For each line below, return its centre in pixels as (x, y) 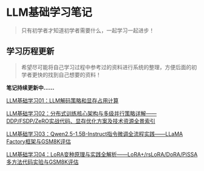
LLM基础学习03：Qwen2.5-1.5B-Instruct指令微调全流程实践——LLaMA (95, 133)
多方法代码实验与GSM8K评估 (42, 162)
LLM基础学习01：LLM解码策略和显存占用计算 (63, 100)
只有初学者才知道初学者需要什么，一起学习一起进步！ (88, 30)
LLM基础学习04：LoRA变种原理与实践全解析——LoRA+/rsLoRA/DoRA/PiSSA (102, 154)
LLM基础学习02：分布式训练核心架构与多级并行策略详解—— (81, 113)
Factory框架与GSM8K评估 (39, 141)
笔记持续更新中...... (30, 87)
